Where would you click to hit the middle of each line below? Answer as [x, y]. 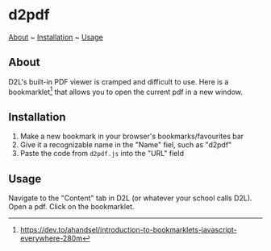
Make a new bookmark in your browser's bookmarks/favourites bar [132, 136]
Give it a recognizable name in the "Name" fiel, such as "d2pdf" [126, 145]
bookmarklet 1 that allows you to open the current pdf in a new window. [126, 91]
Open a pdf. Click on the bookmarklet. [71, 207]
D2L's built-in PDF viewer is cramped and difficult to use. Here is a [119, 81]
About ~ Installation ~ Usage [56, 37]
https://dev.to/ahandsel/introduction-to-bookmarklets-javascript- [129, 230]
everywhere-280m [51, 238]
